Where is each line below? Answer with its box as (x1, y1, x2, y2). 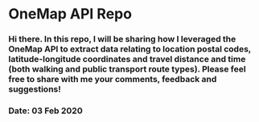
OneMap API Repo (8, 5, 133, 23)
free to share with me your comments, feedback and (8, 74, 217, 85)
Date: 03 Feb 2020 (8, 105, 83, 116)
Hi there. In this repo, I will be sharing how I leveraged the (8, 34, 236, 45)
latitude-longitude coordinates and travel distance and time (8, 54, 246, 65)
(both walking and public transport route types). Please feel (8, 63, 247, 75)
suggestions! (8, 83, 62, 95)
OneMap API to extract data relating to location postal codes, (8, 43, 252, 55)
